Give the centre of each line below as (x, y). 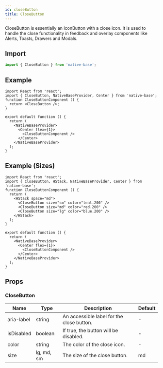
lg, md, (44, 352)
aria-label (19, 319)
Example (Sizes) (30, 166)
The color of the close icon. (94, 344)
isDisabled (19, 333)
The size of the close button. (95, 355)
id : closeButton (21, 10)
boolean (45, 333)
